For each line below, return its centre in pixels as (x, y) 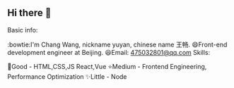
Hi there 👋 (29, 13)
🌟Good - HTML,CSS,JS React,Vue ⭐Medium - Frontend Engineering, (107, 66)
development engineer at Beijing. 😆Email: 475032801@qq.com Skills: (109, 52)
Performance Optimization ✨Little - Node (67, 76)
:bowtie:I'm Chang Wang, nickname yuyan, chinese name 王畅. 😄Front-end (117, 44)
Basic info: (23, 30)
